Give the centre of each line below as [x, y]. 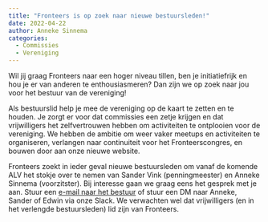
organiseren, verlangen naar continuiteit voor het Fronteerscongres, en [126, 142]
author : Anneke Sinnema [48, 30]
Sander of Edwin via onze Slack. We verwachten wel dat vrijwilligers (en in [131, 200]
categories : [28, 38]
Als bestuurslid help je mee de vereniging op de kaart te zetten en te [121, 108]
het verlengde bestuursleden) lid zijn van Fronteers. [93, 209]
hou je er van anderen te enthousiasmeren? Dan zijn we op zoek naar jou [129, 84]
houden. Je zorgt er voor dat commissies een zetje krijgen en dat [116, 117]
